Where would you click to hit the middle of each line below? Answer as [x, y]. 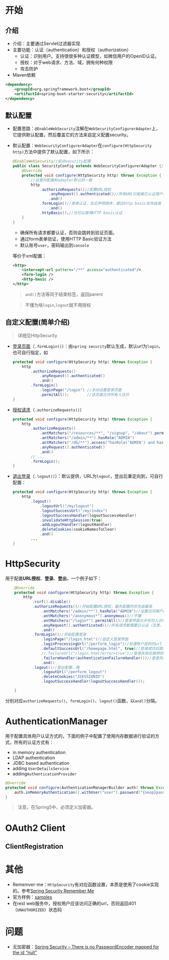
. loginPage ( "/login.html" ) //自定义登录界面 [85, 639]
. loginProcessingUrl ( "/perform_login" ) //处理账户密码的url [102, 644]
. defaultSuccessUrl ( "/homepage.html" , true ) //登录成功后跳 [102, 649]
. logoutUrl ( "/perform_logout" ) [74, 672]
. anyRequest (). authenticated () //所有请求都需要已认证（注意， [102, 625]
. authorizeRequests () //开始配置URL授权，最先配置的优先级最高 [92, 607]
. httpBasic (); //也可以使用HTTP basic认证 [81, 213]
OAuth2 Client [35, 828]
